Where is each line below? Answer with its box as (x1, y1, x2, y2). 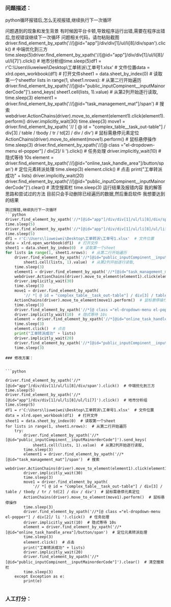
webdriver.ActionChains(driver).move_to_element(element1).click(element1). (5, 113, 165, 119)
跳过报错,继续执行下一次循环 (5, 207, 57, 213)
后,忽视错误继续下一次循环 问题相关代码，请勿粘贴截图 (5, 34, 120, 40)
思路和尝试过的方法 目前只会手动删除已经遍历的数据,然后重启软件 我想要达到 (5, 191, 165, 197)
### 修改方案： (5, 355, 34, 361)
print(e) (23, 578, 42, 583)
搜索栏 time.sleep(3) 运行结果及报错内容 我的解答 (59, 184, 162, 191)
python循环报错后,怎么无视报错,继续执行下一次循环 (5, 17, 112, 24)
